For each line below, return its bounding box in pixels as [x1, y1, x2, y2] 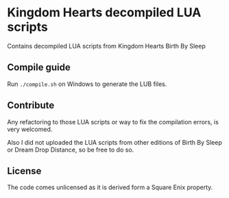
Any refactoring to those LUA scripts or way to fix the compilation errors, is [7, 117, 219, 126]
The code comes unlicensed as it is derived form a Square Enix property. [7, 183, 213, 192]
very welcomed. [7, 125, 53, 133]
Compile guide [7, 61, 71, 73]
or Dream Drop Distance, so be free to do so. [7, 145, 134, 154]
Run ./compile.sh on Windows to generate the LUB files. [7, 80, 167, 88]
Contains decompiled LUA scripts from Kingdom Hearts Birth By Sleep [7, 42, 206, 50]
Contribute [7, 100, 55, 111]
